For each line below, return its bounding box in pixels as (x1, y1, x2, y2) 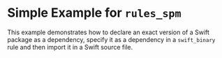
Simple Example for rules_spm (7, 5, 182, 21)
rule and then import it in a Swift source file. (7, 43, 133, 51)
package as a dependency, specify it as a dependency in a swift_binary (7, 35, 216, 43)
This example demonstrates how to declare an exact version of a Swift (7, 28, 209, 36)
